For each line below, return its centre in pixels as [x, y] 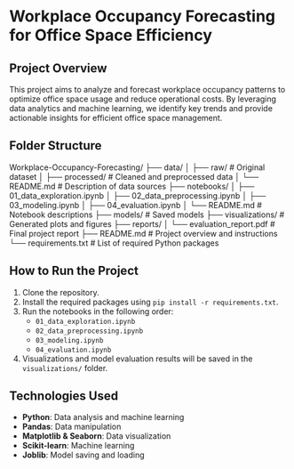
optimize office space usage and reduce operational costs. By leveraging [143, 99]
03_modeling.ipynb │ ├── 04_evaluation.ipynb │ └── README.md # [135, 205]
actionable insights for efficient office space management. [116, 118]
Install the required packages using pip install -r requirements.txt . [150, 302]
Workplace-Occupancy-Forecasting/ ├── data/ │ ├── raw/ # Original [137, 167]
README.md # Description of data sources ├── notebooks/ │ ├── [132, 186]
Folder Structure [56, 146]
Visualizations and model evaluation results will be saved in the [137, 359]
